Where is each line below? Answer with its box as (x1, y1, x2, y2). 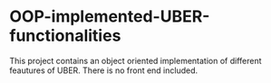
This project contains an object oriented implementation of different (9, 55, 262, 66)
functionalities (9, 25, 121, 46)
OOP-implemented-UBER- (9, 6, 210, 27)
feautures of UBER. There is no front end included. (9, 65, 198, 76)
